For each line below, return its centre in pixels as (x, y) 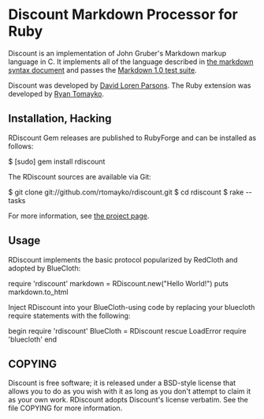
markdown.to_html (38, 292)
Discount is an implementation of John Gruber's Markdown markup (117, 53)
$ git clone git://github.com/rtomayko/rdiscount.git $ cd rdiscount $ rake (126, 192)
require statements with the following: (69, 315)
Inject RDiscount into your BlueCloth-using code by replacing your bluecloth (132, 307)
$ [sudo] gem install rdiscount (57, 161)
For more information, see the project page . (79, 216)
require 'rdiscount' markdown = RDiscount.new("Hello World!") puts (118, 283)
